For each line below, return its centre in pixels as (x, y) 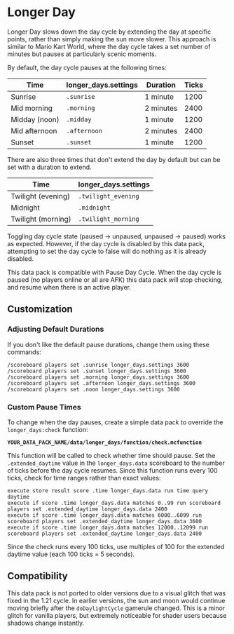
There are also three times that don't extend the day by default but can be (114, 159)
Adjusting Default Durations (56, 329)
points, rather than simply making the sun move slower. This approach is (112, 39)
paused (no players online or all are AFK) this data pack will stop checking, (115, 279)
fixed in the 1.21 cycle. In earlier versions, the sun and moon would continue (116, 600)
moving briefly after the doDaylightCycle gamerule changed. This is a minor (116, 608)
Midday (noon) (35, 119)
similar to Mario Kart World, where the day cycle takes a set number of (109, 46)
